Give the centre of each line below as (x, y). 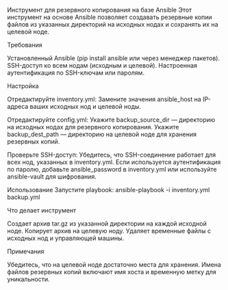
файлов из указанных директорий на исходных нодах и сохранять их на (113, 24)
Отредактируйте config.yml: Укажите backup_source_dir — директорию (111, 120)
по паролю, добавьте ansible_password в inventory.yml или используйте (112, 169)
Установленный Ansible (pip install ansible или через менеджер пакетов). (114, 58)
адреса (18, 106)
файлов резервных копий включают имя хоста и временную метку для (112, 272)
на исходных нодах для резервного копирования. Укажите (93, 127)
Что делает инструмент (42, 210)
